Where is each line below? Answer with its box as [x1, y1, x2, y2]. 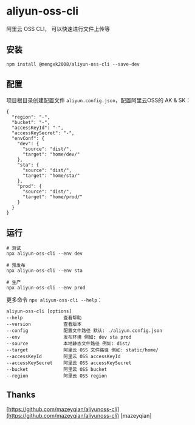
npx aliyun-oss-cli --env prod [6, 285, 86, 291]
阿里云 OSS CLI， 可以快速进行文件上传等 [6, 25, 111, 32]
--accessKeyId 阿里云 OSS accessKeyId [6, 354, 121, 360]
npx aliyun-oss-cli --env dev [6, 251, 83, 257]
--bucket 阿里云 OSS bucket [6, 367, 108, 373]
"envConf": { [12, 135, 45, 141]
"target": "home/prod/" [22, 193, 83, 200]
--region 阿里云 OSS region [6, 373, 108, 379]
